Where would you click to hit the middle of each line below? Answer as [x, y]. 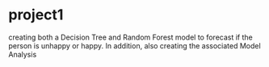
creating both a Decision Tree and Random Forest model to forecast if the [130, 37]
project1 [36, 15]
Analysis [23, 54]
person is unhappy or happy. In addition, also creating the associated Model [134, 45]
